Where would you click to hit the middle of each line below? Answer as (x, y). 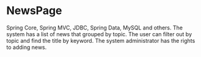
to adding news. (27, 47)
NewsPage (34, 11)
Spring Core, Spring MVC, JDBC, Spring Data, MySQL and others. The (95, 28)
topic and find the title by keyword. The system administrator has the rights (101, 40)
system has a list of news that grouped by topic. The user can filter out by (99, 34)
